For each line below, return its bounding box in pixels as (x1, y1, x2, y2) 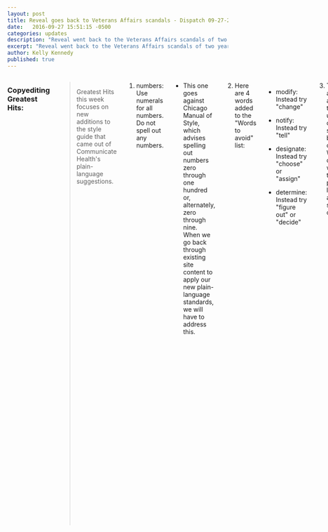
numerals (136, 96, 163, 105)
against (183, 96, 205, 105)
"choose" (275, 159, 303, 168)
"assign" (275, 174, 301, 182)
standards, (183, 298, 214, 306)
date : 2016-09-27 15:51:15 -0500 (7, 23, 111, 30)
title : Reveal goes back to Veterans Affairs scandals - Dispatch (7, 17, 205, 24)
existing (183, 253, 206, 261)
